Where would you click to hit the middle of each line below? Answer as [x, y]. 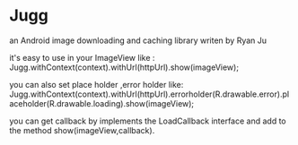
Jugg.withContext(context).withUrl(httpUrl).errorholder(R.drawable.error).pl [149, 94]
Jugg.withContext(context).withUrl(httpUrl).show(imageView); [124, 67]
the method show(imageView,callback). [82, 130]
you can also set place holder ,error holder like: [96, 84]
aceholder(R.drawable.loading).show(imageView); [102, 103]
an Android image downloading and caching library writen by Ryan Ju [138, 40]
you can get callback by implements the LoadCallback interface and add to [148, 121]
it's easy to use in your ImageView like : [82, 57]
